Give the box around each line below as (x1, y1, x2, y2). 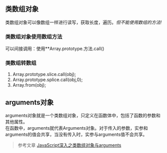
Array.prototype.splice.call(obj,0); (12, 76, 83, 83)
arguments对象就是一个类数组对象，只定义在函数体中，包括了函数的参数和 (5, 112, 161, 119)
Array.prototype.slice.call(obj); (12, 71, 76, 78)
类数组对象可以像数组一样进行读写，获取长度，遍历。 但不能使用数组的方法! (5, 19, 162, 25)
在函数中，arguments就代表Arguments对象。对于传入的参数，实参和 (5, 125, 148, 131)
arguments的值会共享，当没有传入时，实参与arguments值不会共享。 (5, 131, 148, 138)
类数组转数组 (5, 60, 37, 67)
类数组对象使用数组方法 (5, 33, 62, 40)
